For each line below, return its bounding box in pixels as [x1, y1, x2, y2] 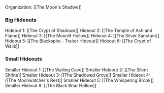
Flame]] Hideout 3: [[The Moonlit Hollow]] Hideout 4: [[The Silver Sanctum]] [5, 33, 159, 39]
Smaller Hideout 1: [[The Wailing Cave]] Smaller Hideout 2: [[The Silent [5, 66, 148, 73]
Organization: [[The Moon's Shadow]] [5, 4, 82, 10]
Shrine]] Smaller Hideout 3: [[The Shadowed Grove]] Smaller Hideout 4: [5, 72, 150, 78]
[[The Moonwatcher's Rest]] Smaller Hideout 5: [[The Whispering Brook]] [5, 77, 154, 83]
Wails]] [5, 43, 20, 49]
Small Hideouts [5, 56, 42, 62]
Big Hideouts [5, 16, 37, 23]
